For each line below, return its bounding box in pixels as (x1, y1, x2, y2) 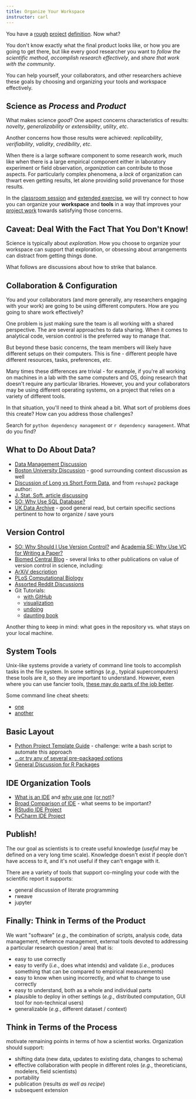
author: (14, 485, 32, 492)
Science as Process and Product (6, 101, 127, 111)
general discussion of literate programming (14, 886, 119, 893)
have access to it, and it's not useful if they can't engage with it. (6, 857, 160, 864)
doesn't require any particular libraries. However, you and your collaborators (6, 380, 190, 387)
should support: (6, 1044, 44, 1051)
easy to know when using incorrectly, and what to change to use (14, 974, 171, 981)
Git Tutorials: (14, 587, 46, 594)
